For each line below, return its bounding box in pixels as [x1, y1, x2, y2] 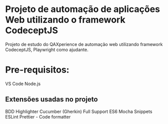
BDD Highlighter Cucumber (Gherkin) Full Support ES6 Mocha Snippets [5, 108, 152, 114]
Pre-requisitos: [5, 64, 70, 75]
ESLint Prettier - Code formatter [5, 113, 71, 119]
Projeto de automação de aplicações [5, 3, 160, 15]
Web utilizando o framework [5, 14, 125, 25]
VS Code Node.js [5, 80, 41, 86]
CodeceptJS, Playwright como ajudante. [5, 46, 89, 52]
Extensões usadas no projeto [5, 95, 98, 103]
